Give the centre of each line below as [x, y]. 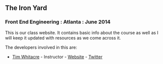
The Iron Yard [26, 8]
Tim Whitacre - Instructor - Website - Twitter [57, 57]
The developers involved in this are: [41, 47]
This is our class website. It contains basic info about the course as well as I [82, 32]
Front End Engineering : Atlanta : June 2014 [58, 22]
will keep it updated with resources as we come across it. [63, 38]
